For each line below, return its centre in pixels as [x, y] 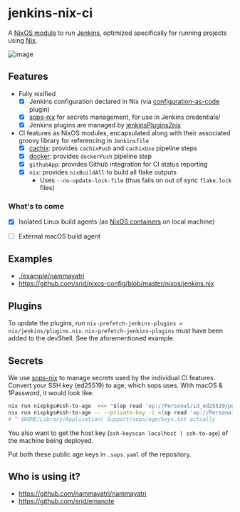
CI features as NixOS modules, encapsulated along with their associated [124, 132]
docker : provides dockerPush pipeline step [90, 156]
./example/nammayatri [51, 276]
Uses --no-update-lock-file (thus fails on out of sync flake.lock [136, 180]
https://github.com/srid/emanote [66, 501]
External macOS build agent [59, 236]
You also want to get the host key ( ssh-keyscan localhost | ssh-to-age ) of [118, 433]
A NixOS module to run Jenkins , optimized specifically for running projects [118, 33]
